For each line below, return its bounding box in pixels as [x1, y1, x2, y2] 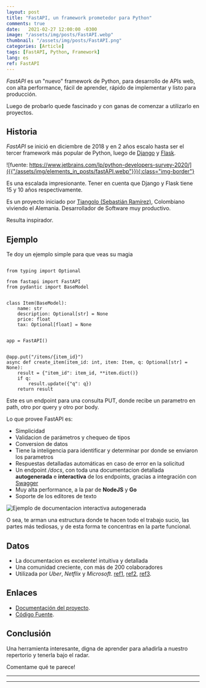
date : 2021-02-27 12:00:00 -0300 [6, 26, 97, 33]
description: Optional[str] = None [17, 311, 109, 317]
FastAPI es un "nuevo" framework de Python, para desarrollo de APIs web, [6, 77, 196, 85]
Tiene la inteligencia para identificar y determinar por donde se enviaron [15, 447, 198, 455]
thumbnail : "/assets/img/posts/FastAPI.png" [6, 37, 122, 44]
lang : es [6, 55, 29, 61]
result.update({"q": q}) [28, 381, 92, 387]
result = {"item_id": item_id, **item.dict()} [17, 370, 139, 377]
